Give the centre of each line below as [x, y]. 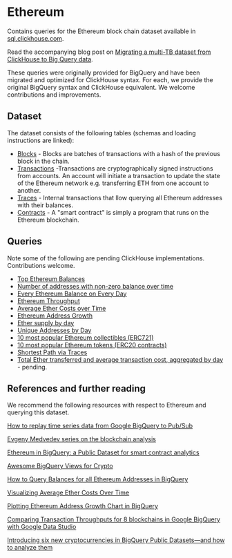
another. [29, 190]
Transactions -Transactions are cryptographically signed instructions [115, 168]
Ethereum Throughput [49, 300]
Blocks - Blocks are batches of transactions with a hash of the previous [119, 153]
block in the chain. [43, 161]
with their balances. [45, 205]
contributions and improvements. [54, 95]
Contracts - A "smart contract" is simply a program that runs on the [113, 212]
